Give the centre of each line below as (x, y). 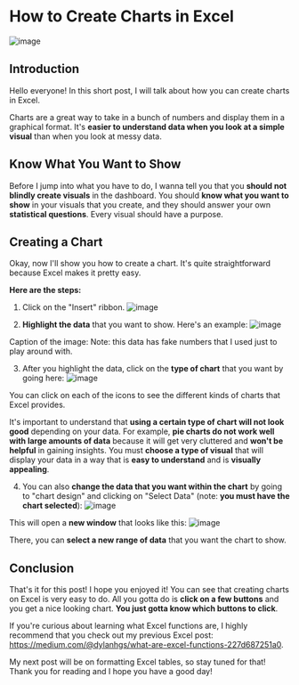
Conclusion (42, 568)
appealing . (29, 469)
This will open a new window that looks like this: (98, 523)
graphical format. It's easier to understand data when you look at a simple (147, 126)
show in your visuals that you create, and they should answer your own (140, 204)
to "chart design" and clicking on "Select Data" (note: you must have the (156, 496)
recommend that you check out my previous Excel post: (111, 635)
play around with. (41, 351)
